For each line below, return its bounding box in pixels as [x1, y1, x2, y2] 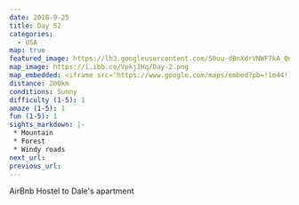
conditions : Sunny [9, 87, 77, 96]
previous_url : [9, 162, 62, 170]
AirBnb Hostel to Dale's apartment [9, 185, 135, 196]
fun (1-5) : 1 [9, 112, 58, 121]
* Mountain [12, 129, 53, 138]
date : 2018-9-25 [9, 12, 69, 22]
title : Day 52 [9, 21, 62, 30]
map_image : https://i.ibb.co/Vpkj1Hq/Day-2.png [9, 63, 190, 72]
